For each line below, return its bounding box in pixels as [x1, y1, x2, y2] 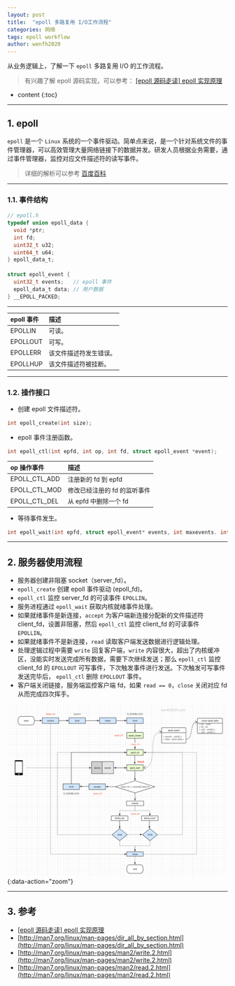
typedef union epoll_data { [7, 220, 90, 227]
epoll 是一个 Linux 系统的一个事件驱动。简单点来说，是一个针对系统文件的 [7, 136, 222, 145]
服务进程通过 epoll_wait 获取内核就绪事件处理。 [17, 602, 157, 611]
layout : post [7, 11, 45, 18]
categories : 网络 [7, 26, 56, 33]
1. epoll [7, 117, 38, 129]
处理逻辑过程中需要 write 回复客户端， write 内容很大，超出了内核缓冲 [17, 646, 220, 655]
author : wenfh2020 [7, 41, 61, 48]
